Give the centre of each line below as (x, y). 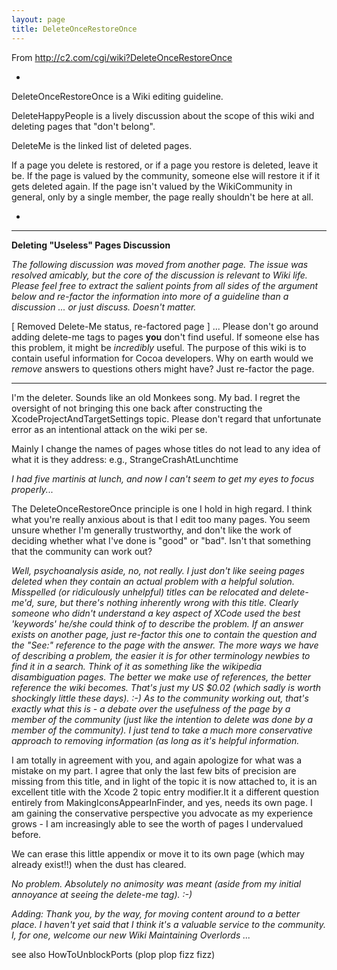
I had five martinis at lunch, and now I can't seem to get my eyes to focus (163, 478)
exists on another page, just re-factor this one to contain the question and (164, 634)
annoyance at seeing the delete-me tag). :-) (102, 894)
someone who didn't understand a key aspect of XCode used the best (156, 613)
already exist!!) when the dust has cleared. (99, 864)
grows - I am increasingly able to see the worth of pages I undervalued (157, 823)
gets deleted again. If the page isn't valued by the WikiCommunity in (152, 186)
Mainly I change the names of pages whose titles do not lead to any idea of (166, 448)
